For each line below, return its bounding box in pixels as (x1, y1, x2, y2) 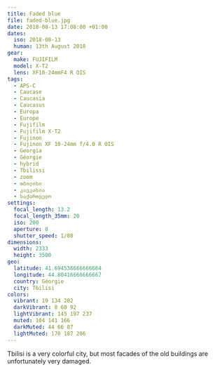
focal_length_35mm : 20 (13, 213, 80, 220)
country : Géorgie (13, 278, 64, 285)
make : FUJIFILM (13, 56, 58, 63)
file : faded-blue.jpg (7, 17, 71, 24)
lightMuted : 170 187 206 (13, 330, 86, 337)
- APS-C (13, 82, 36, 89)
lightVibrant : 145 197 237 (13, 310, 92, 318)
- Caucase (13, 88, 42, 95)
